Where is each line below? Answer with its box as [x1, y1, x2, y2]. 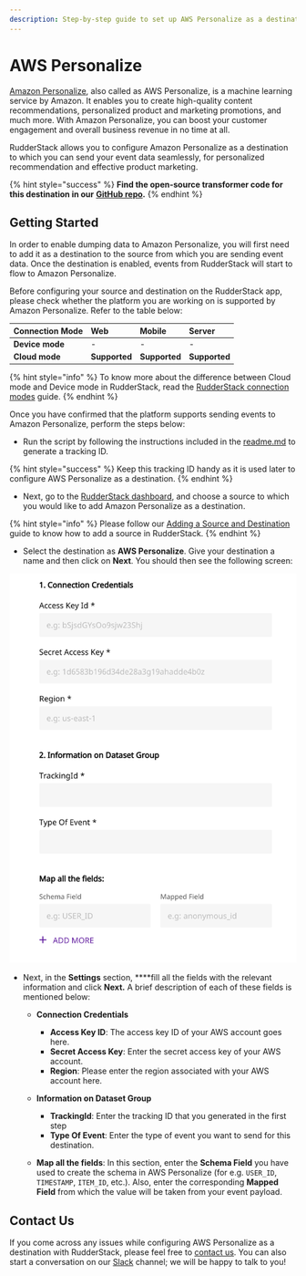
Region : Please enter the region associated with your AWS [49, 1065, 270, 1076]
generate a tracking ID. [22, 445, 109, 456]
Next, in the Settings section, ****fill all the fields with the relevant [22, 972, 272, 983]
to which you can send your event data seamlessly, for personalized [9, 151, 265, 162]
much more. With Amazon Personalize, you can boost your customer [9, 114, 268, 125]
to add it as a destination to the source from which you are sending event [9, 249, 284, 260]
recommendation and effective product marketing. [9, 161, 199, 172]
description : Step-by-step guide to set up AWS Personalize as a [9, 15, 262, 24]
